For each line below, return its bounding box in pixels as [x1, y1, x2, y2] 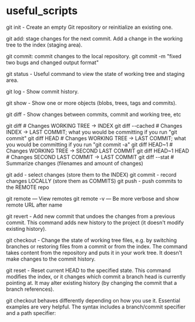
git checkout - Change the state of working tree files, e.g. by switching [6, 237, 177, 244]
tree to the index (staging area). [6, 41, 83, 48]
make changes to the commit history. [6, 255, 96, 263]
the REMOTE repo [6, 184, 49, 191]
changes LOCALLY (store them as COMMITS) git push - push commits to [6, 177, 183, 184]
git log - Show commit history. [6, 88, 79, 95]
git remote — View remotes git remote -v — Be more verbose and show [6, 195, 179, 202]
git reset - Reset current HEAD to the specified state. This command [6, 267, 172, 274]
